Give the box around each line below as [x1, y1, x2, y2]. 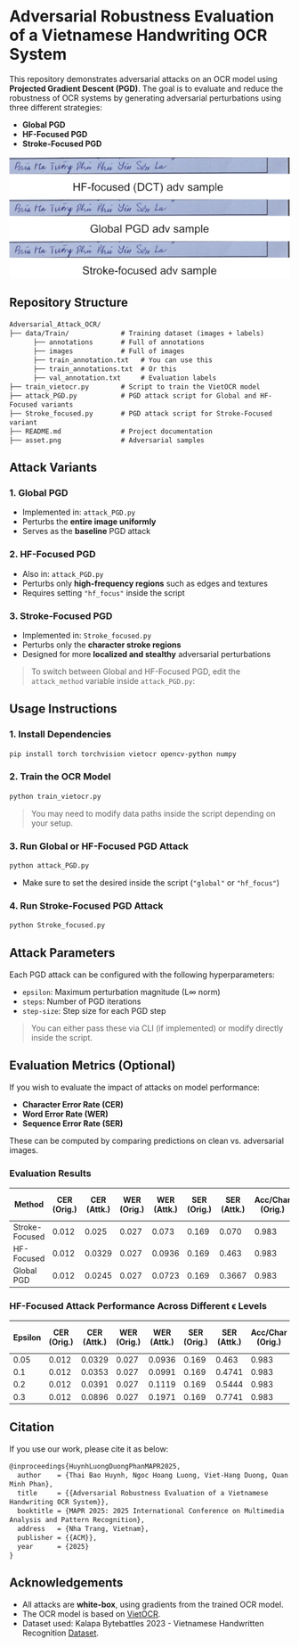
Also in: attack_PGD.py [21, 568, 104, 579]
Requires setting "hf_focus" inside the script [21, 587, 185, 598]
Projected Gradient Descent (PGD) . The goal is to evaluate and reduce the [9, 83, 284, 94]
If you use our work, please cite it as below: [9, 1443, 169, 1454]
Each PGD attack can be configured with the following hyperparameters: [9, 969, 276, 980]
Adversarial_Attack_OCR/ [9, 319, 101, 329]
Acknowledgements [9, 1576, 124, 1591]
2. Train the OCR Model [9, 770, 111, 783]
